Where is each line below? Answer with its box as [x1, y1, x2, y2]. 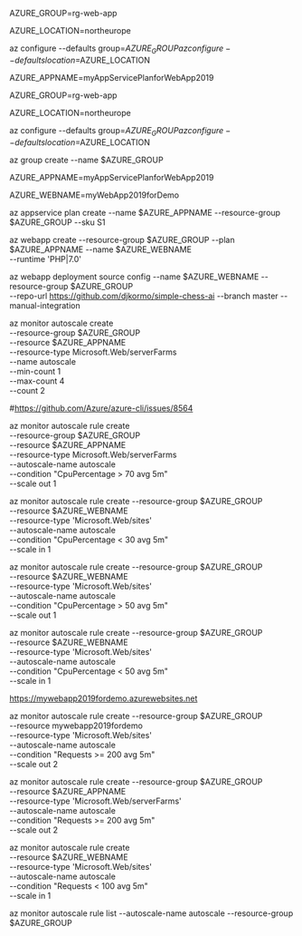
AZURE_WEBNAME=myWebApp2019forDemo [9, 190, 179, 200]
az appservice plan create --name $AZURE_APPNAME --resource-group [9, 207, 281, 218]
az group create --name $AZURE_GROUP [9, 154, 165, 165]
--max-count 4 [9, 375, 65, 386]
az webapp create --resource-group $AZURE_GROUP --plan [9, 234, 235, 245]
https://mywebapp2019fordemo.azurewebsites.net [9, 693, 198, 704]
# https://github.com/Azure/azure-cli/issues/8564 [9, 403, 193, 414]
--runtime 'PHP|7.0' [9, 253, 82, 264]
